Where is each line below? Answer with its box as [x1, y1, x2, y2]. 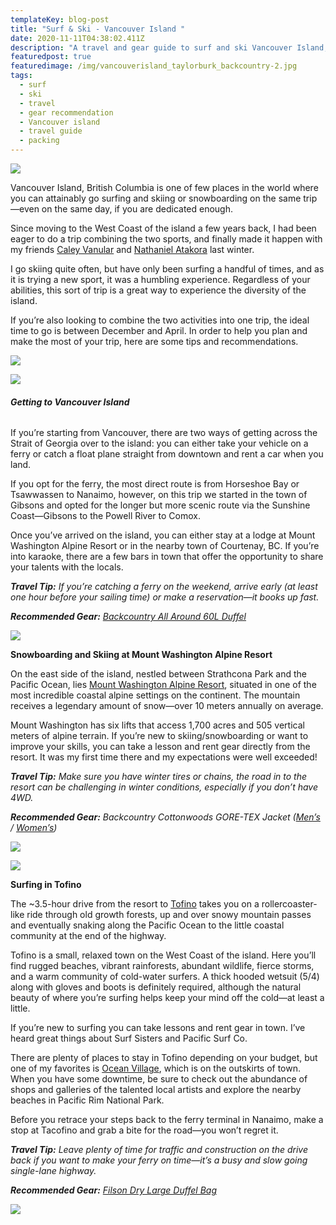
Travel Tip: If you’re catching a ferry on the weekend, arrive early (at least [10, 581, 318, 593]
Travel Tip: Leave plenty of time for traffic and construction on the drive [10, 1144, 309, 1156]
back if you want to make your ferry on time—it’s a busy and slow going [10, 1154, 308, 1166]
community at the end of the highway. [10, 930, 167, 942]
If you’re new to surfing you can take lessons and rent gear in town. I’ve [10, 1022, 306, 1034]
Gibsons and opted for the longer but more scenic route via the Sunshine [10, 499, 311, 511]
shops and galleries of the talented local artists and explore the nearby [10, 1084, 302, 1096]
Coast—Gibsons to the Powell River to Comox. [10, 510, 201, 522]
